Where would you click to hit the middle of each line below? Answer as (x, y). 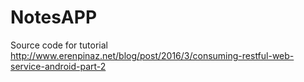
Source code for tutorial (59, 45)
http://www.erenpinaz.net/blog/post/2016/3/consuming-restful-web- (152, 55)
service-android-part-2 (58, 66)
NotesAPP (54, 17)
